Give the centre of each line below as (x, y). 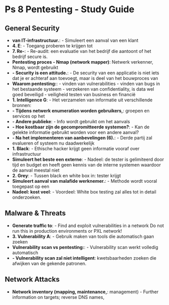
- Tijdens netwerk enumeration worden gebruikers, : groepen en (81, 111)
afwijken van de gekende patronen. (49, 263)
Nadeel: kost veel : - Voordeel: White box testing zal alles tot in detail (84, 192)
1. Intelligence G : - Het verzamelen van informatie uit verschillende (82, 100)
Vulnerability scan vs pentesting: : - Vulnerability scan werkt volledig (85, 247)
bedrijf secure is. (30, 57)
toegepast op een (31, 186)
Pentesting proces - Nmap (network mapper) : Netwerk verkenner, (83, 62)
